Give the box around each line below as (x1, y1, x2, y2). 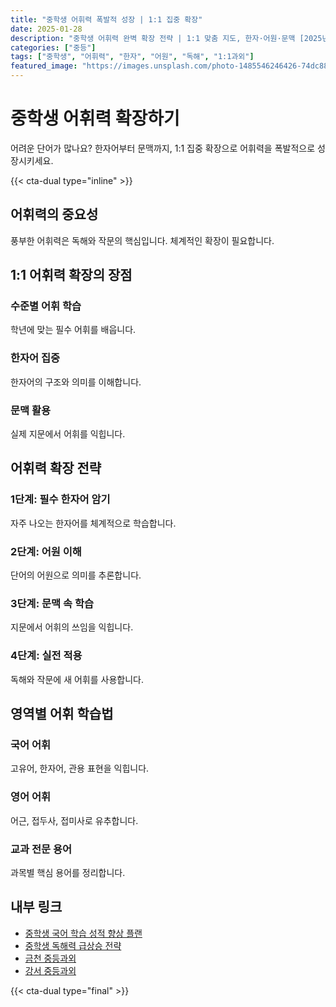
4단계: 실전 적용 (10, 649, 83, 663)
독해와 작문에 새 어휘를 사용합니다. (10, 673, 144, 685)
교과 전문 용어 (10, 842, 73, 856)
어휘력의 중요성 (10, 206, 99, 223)
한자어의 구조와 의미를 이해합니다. (10, 376, 142, 388)
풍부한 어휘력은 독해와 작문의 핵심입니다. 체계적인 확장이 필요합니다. (10, 234, 275, 246)
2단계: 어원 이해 (10, 544, 82, 558)
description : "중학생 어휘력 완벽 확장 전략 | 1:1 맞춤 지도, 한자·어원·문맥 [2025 (10, 33, 323, 43)
